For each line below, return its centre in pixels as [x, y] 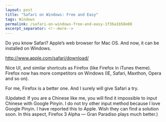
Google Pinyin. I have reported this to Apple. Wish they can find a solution [82, 109]
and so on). [17, 79]
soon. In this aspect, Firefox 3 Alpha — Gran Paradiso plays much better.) [82, 114]
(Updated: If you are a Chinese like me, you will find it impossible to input [81, 98]
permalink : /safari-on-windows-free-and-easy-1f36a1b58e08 [69, 24]
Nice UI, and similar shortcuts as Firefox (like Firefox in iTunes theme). [78, 68]
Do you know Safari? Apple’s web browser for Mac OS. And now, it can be [82, 43]
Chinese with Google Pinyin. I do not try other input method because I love [83, 103]
